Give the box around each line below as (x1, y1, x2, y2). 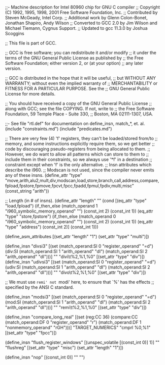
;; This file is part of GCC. (5, 40, 57, 46)
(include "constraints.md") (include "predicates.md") (5, 126, 112, 132)
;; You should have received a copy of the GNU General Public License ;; (5, 101, 152, 106)
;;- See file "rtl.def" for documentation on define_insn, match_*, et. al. (5, 121, 145, 126)
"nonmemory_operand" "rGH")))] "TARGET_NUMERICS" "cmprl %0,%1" (5, 324, 151, 330)
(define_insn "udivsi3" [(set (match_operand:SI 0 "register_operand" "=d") (5, 259, 156, 264)
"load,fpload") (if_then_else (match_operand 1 (5, 203, 98, 209)
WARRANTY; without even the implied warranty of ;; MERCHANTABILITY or (5, 80, 158, 86)
